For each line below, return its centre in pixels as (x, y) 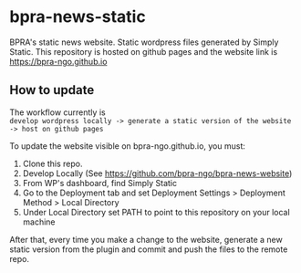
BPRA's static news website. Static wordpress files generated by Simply (144, 42)
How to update (52, 90)
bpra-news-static (78, 17)
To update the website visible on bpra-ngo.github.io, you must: (128, 146)
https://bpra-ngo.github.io (58, 61)
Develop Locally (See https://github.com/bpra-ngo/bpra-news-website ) (157, 173)
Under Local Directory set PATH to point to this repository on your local (156, 212)
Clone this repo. (52, 163)
